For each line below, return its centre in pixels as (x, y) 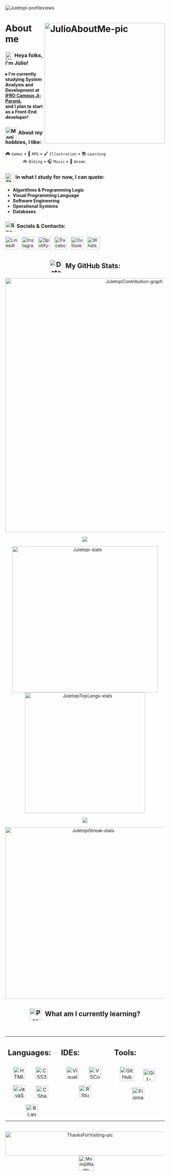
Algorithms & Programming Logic (48, 190)
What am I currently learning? (93, 1014)
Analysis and (19, 85)
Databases (24, 212)
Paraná (13, 101)
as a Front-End (21, 112)
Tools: (125, 1052)
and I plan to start (24, 106)
